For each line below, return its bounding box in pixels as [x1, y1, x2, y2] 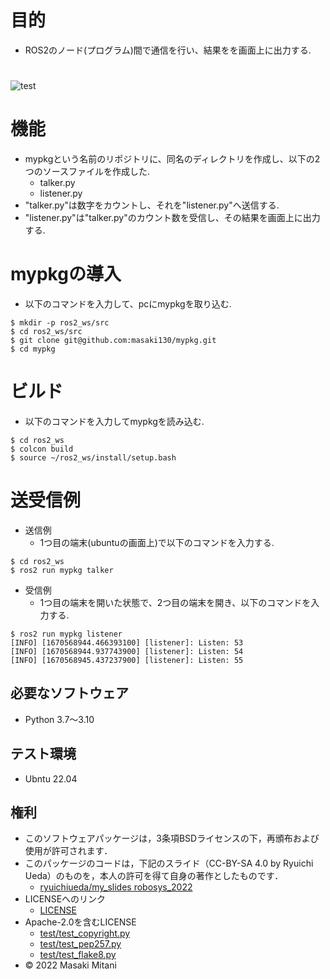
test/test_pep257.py [39, 938, 122, 950]
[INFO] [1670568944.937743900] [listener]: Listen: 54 [10, 646, 244, 656]
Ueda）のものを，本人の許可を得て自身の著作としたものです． [24, 870, 284, 882]
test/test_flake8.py [39, 949, 117, 961]
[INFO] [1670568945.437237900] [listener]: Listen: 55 [10, 655, 244, 665]
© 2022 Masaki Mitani [24, 959, 117, 971]
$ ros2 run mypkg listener [10, 629, 123, 639]
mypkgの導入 [10, 263, 122, 286]
